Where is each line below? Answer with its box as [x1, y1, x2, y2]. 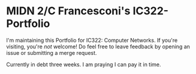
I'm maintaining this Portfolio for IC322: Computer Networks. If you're [6, 36, 178, 44]
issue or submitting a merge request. [6, 49, 97, 56]
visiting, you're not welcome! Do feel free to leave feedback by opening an [6, 43, 191, 50]
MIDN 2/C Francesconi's [6, 4, 131, 18]
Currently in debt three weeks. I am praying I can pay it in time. [6, 61, 161, 68]
